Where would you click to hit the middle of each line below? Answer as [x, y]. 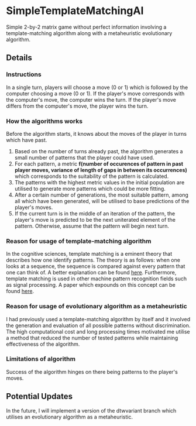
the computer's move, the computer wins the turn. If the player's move [91, 99]
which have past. [27, 140]
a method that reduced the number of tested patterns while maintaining [92, 338]
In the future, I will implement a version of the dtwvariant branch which [91, 410]
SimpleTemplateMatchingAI [75, 11]
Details [19, 58]
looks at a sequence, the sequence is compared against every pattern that [96, 266]
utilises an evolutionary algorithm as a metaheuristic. [70, 417]
